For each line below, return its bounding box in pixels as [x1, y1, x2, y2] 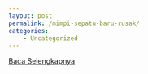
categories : [8, 27, 49, 35]
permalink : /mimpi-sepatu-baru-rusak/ [8, 19, 140, 27]
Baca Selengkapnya [8, 56, 76, 66]
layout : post [8, 11, 53, 20]
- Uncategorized [23, 34, 79, 43]
